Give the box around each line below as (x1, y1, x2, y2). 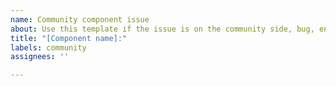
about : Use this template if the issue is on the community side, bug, (10, 24, 315, 34)
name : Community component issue (10, 14, 150, 25)
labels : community (10, 42, 87, 53)
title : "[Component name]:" (10, 33, 128, 43)
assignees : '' (10, 52, 70, 62)
